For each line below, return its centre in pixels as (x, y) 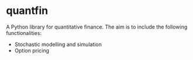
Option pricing (32, 50)
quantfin (27, 11)
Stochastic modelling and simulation (58, 44)
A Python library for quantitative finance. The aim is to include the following (97, 27)
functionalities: (24, 33)
